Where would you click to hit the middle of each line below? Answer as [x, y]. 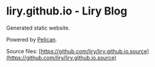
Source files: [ [24, 51]
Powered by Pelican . [32, 39]
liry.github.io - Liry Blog [67, 11]
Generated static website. [38, 28]
